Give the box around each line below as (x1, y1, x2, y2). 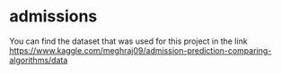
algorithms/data (9, 54, 68, 65)
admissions (9, 6, 98, 27)
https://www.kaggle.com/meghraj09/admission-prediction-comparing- (9, 45, 272, 55)
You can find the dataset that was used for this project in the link (9, 36, 249, 46)
